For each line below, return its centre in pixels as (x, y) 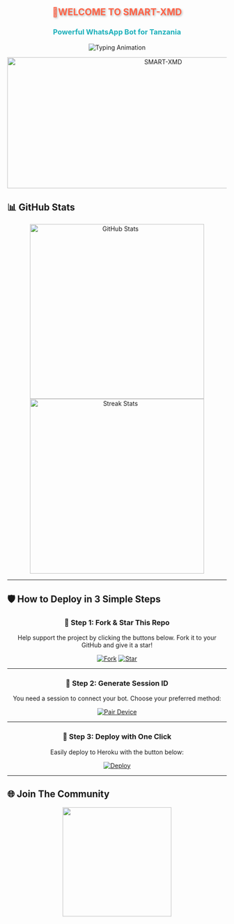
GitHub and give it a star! (117, 645)
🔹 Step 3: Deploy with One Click (117, 737)
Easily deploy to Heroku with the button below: (117, 752)
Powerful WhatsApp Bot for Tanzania (117, 32)
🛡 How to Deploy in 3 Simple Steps (84, 599)
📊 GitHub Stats (41, 207)
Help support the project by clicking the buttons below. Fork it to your (117, 638)
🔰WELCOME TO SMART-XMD (117, 12)
